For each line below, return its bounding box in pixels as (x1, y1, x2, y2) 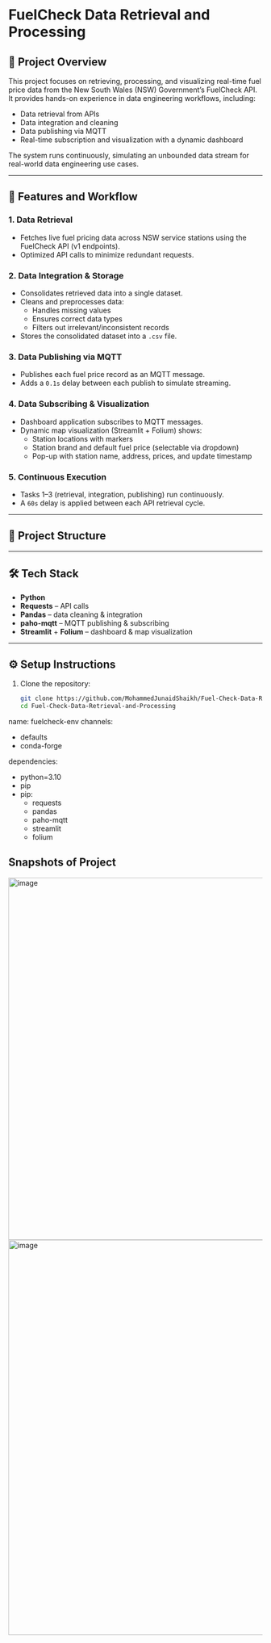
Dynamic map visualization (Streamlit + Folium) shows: (19, 425, 202, 435)
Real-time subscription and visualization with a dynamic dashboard (19, 135, 244, 145)
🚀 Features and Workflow (8, 190, 139, 203)
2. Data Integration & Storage (8, 270, 124, 281)
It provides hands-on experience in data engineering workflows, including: (8, 94, 256, 103)
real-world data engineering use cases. (8, 159, 140, 169)
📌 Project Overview (8, 55, 107, 69)
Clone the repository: (19, 679, 91, 689)
